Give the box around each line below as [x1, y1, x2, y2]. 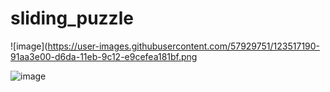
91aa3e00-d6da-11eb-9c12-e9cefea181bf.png [10, 50, 198, 62]
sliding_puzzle [10, 7, 134, 30]
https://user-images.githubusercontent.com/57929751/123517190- [47, 40, 321, 52]
